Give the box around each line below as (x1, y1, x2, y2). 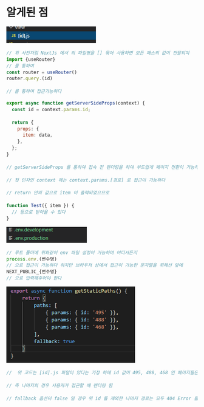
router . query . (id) (6, 75, 53, 82)
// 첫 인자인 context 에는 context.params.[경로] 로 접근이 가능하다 (6, 177, 166, 183)
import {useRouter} (6, 56, 56, 63)
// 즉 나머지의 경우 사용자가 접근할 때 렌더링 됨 (6, 382, 113, 389)
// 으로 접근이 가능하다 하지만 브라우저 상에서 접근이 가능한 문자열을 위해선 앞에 (6, 262, 183, 268)
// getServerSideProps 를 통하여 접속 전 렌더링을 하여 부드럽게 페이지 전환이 (6, 164, 184, 170)
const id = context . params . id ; (12, 106, 91, 112)
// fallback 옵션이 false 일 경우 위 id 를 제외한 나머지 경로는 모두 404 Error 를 (6, 395, 199, 402)
